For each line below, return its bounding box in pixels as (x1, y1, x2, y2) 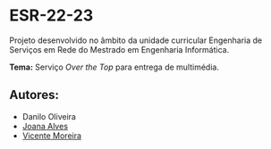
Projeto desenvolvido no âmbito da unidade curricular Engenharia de (9, 35, 263, 46)
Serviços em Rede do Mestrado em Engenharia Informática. (9, 44, 230, 54)
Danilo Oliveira (21, 111, 76, 121)
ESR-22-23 (9, 5, 94, 26)
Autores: (9, 87, 60, 103)
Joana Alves (21, 120, 69, 131)
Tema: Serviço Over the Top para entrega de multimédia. (9, 62, 219, 72)
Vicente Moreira (21, 130, 82, 141)
